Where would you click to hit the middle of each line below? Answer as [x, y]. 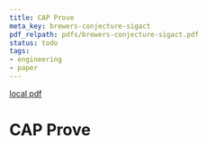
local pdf [26, 93]
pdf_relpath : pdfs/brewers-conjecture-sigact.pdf [104, 34]
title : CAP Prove [42, 18]
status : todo [34, 43]
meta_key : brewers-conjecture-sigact [80, 26]
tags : [19, 51]
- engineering [36, 59]
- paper [24, 68]
